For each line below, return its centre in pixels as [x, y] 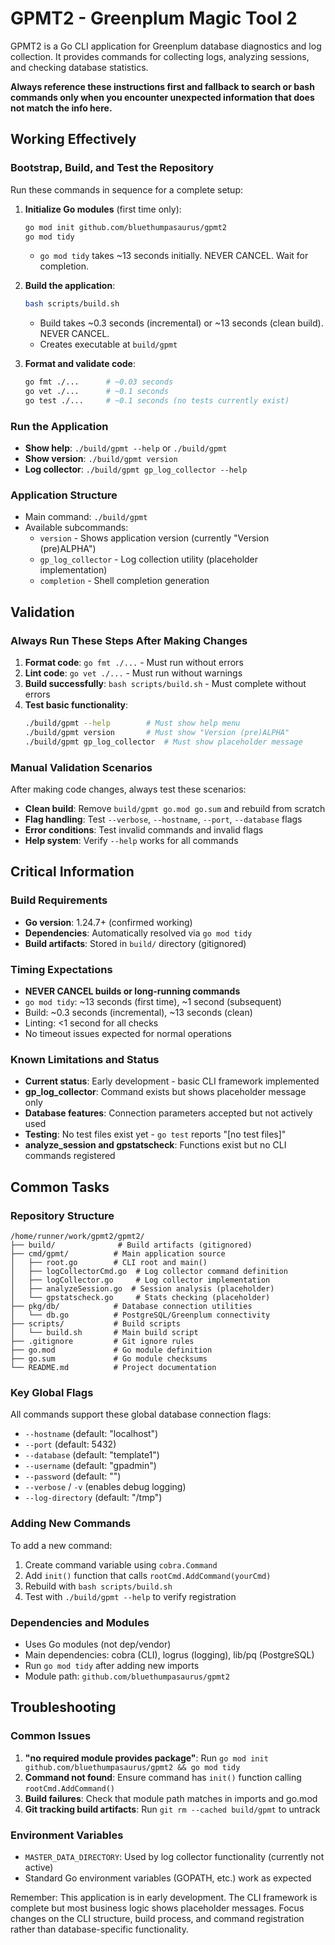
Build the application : [70, 286]
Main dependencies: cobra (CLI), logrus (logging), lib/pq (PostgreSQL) [169, 1654]
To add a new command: [61, 1545]
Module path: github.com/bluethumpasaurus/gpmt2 [127, 1676]
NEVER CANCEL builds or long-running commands [132, 991]
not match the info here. [61, 108]
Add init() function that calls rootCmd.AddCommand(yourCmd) [148, 1575]
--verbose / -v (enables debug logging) [105, 1487]
